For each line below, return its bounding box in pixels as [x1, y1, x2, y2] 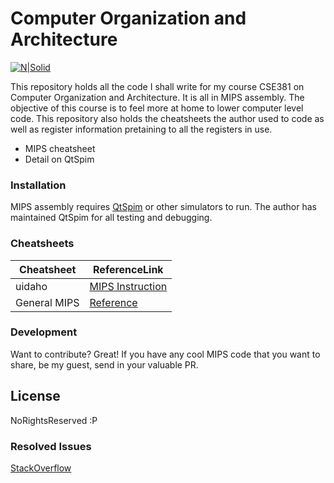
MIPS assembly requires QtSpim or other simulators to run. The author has [10, 201, 317, 213]
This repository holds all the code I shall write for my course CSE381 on [10, 80, 305, 92]
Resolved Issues [10, 439, 92, 453]
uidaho [15, 279, 48, 293]
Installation [10, 178, 67, 192]
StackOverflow [10, 462, 72, 474]
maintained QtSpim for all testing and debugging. [10, 212, 213, 224]
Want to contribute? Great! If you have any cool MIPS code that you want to [10, 348, 321, 360]
